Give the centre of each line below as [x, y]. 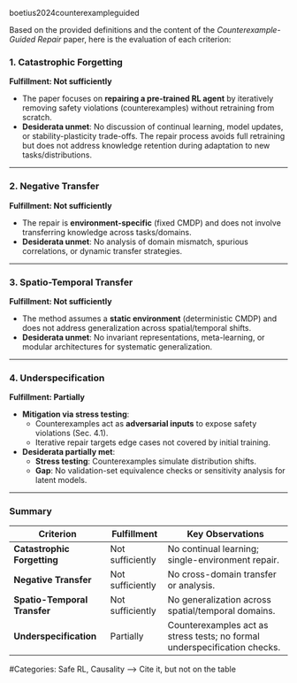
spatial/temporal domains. [221, 611]
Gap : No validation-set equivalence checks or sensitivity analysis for [160, 471]
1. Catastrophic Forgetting [66, 62]
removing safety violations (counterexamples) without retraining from [148, 108]
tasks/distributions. [57, 155]
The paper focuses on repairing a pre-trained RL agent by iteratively [148, 99]
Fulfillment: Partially [47, 397]
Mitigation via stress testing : [76, 414]
